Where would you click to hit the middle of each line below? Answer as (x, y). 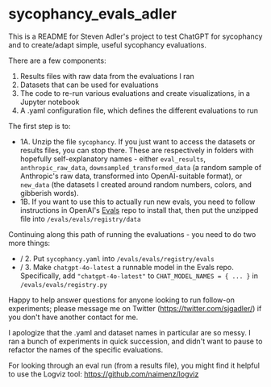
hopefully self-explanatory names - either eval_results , (113, 159)
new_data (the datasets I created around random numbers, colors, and (135, 184)
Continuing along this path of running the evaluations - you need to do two (132, 234)
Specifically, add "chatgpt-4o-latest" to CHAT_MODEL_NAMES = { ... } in (139, 276)
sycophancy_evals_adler (93, 14)
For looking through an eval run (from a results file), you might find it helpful (134, 365)
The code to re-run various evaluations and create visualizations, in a (135, 93)
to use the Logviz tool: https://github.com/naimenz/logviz (104, 374)
